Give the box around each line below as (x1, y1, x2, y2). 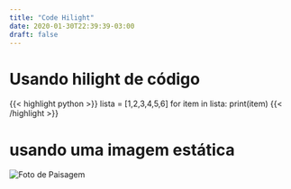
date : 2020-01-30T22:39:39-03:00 (9, 22, 135, 31)
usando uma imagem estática (9, 139, 235, 160)
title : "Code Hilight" (9, 13, 95, 22)
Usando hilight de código (9, 68, 201, 89)
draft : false (9, 30, 59, 39)
